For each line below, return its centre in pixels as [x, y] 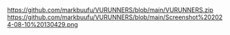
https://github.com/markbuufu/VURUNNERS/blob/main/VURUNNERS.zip [110, 10]
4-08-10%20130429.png [42, 24]
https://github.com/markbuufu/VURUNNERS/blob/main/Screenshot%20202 [115, 17]
